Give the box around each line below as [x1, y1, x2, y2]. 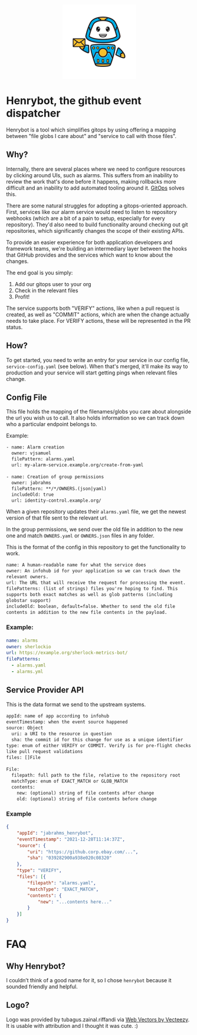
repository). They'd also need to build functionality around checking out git [6, 221, 188, 228]
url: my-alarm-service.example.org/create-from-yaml [11, 462, 144, 468]
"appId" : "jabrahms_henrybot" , [17, 830, 94, 836]
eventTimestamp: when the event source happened [6, 719, 128, 725]
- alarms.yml [11, 669, 44, 675]
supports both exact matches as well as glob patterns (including [6, 592, 173, 598]
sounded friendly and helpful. [6, 983, 78, 991]
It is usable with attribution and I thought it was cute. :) [6, 1022, 139, 1029]
